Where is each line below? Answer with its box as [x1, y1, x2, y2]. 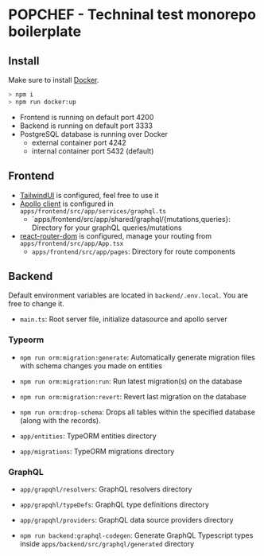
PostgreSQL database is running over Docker [19, 129, 169, 138]
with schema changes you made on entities [19, 360, 163, 371]
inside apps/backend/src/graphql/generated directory [19, 539, 195, 548]
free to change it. [8, 299, 65, 309]
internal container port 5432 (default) [31, 146, 154, 156]
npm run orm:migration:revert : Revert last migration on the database [19, 391, 247, 401]
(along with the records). [19, 415, 101, 425]
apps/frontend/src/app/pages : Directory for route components [31, 247, 236, 256]
